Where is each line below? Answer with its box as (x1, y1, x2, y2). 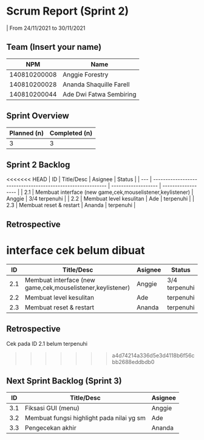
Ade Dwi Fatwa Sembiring (63, 90, 137, 98)
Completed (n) (49, 129, 93, 137)
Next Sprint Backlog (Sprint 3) (6, 376, 123, 386)
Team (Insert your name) (6, 42, 102, 52)
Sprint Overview (6, 111, 70, 121)
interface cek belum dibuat (6, 243, 145, 257)
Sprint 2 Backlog (6, 159, 70, 170)
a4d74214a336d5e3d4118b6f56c (112, 351, 195, 359)
